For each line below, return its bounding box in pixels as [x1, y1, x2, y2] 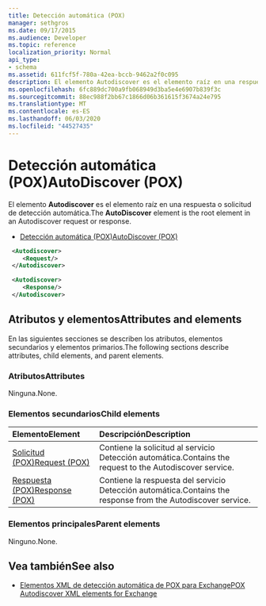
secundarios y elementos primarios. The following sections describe [8, 342, 230, 351]
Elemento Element [12, 429, 81, 440]
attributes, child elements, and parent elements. [8, 351, 164, 360]
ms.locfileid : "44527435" [8, 122, 93, 130]
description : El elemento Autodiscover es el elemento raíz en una [8, 78, 236, 86]
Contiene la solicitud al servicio [98, 442, 215, 453]
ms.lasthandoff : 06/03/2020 [8, 115, 101, 123]
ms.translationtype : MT [8, 100, 87, 108]
